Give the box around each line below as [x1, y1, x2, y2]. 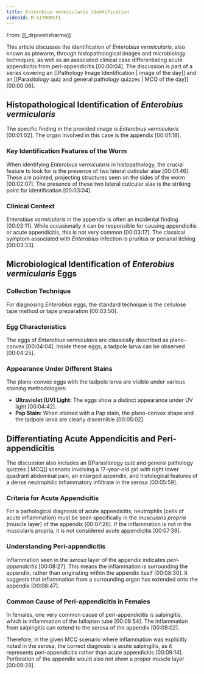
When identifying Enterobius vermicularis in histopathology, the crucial [6, 161, 184, 168]
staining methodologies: [6, 385, 67, 392]
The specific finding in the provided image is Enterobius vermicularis [6, 125, 179, 133]
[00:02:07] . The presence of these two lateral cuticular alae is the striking [6, 180, 191, 188]
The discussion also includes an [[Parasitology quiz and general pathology [6, 459, 194, 466]
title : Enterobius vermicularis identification [6, 9, 130, 15]
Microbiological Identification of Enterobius [6, 259, 175, 270]
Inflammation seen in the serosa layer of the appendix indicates [6, 556, 166, 563]
